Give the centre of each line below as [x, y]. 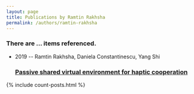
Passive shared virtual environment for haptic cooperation [101, 72]
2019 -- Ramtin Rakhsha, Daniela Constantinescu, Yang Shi [87, 57]
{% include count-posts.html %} [46, 84]
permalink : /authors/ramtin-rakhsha [52, 23]
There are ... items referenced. [51, 43]
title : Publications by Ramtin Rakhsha [56, 17]
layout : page [22, 12]
